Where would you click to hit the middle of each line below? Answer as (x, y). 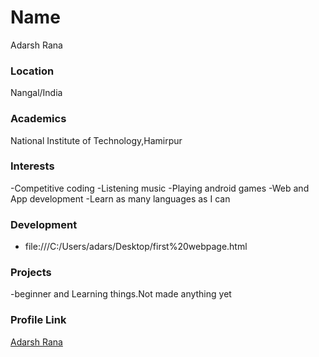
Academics (38, 119)
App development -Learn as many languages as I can (120, 198)
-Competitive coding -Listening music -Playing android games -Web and (160, 188)
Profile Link (38, 320)
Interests (32, 166)
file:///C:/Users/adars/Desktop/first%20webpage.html (136, 247)
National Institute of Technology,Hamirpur (96, 140)
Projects (31, 273)
